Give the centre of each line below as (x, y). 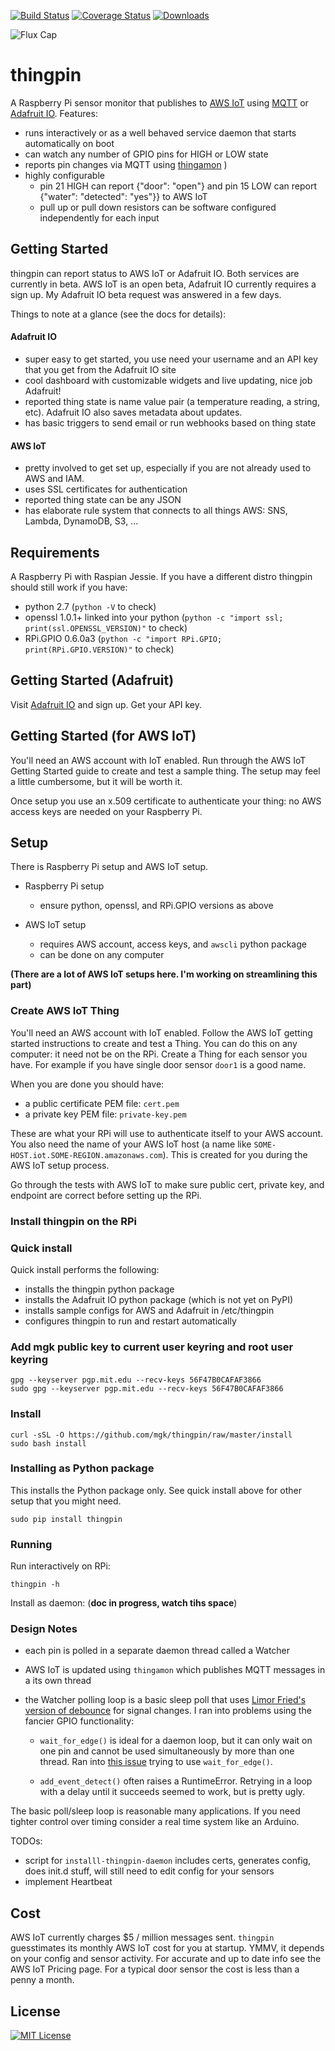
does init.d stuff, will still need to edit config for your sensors (149, 1871)
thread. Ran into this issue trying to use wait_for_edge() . (156, 1762)
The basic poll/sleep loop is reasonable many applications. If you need (155, 1811)
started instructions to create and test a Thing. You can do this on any (154, 1043)
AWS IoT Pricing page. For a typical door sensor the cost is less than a (155, 1969)
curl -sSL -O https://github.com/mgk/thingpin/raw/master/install (151, 1435)
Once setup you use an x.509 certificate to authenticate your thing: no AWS (166, 801)
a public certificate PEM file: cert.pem (102, 1103)
